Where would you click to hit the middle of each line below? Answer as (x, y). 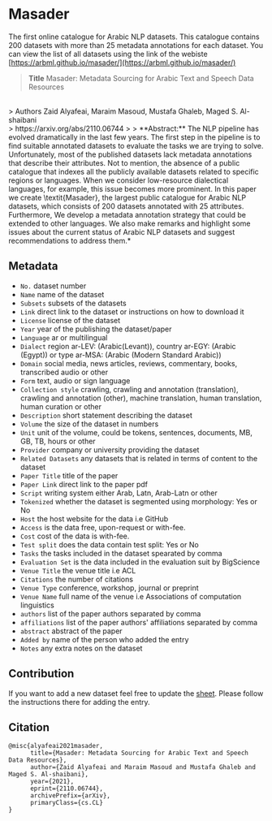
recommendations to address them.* (70, 240)
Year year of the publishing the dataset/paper (96, 329)
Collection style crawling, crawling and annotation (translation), (129, 389)
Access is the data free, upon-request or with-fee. (103, 527)
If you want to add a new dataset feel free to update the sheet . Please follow (136, 693)
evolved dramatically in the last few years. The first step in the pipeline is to (134, 137)
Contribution (41, 674)
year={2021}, (52, 782)
